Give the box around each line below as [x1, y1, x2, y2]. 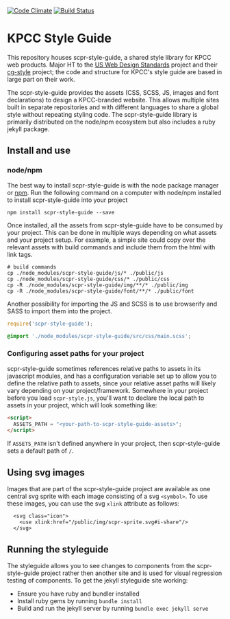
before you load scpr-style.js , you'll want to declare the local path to [7, 394, 205, 402]
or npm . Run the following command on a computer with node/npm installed [7, 188, 222, 196]
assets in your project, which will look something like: [7, 401, 157, 409]
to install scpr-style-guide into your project [7, 196, 128, 204]
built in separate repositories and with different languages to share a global [7, 103, 219, 111]
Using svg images [7, 466, 85, 478]
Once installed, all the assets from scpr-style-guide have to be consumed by [7, 221, 223, 229]
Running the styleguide [7, 543, 109, 555]
